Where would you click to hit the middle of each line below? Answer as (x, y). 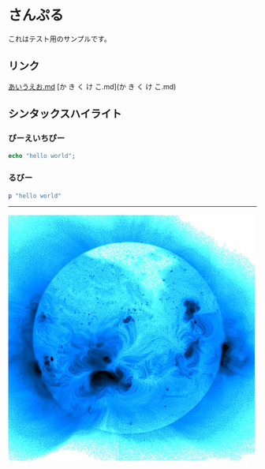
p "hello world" (35, 196)
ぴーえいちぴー (37, 138)
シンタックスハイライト (65, 114)
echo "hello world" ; (42, 156)
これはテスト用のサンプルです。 (60, 39)
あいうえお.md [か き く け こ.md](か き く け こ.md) (92, 86)
